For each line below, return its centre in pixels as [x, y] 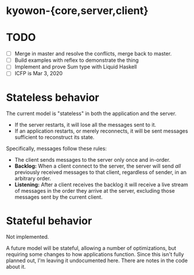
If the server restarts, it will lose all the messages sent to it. [85, 125]
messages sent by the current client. [58, 197]
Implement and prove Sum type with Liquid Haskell [76, 67]
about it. [16, 267]
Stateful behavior [49, 221]
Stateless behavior [53, 97]
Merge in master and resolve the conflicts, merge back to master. [93, 54]
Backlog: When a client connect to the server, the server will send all [98, 166]
